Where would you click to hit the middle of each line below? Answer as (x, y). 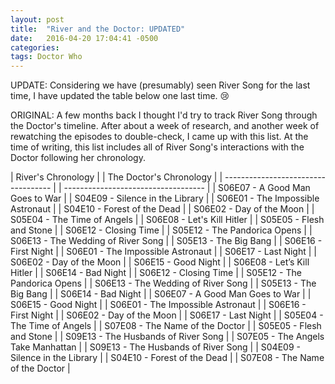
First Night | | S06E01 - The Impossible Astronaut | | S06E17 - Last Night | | (163, 252)
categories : (35, 47)
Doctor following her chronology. (78, 158)
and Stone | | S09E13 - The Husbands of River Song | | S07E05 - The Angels (167, 337)
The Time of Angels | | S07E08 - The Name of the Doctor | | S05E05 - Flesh (166, 326)
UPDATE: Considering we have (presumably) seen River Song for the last (160, 85)
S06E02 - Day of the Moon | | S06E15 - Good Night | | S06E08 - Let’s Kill (160, 262)
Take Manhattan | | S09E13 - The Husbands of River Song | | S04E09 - (155, 347)
